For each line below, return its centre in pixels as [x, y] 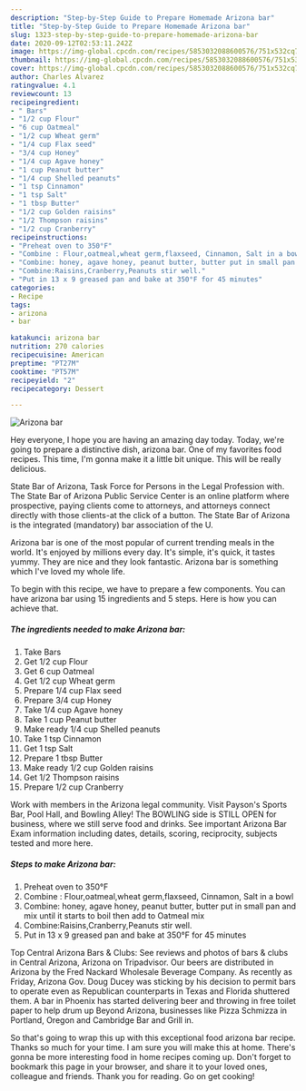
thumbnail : [31, 60]
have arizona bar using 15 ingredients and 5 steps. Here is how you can [143, 599]
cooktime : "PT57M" [45, 372]
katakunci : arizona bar [55, 338]
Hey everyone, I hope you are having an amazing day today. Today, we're [148, 440]
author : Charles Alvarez [57, 77]
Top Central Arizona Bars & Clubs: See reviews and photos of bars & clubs [149, 953]
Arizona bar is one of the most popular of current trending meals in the [143, 543]
